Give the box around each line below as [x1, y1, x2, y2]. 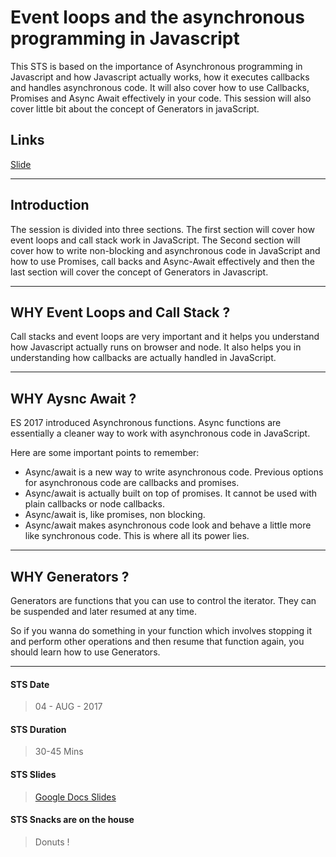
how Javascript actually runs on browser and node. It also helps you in [10, 341, 302, 353]
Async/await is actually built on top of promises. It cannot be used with [24, 487, 318, 500]
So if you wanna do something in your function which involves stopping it [10, 625, 313, 636]
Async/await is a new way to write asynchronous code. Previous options [24, 466, 324, 478]
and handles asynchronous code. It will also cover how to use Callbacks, [10, 81, 310, 93]
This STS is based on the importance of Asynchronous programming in [10, 60, 303, 72]
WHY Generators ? [10, 568, 130, 585]
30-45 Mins [34, 746, 84, 758]
